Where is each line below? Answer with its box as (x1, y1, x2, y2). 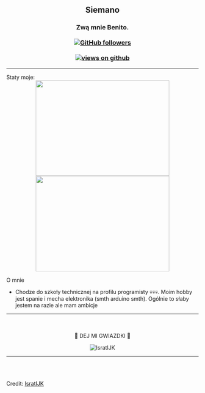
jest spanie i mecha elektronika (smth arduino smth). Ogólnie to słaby (15, 295, 189, 302)
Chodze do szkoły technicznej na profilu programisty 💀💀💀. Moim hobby (15, 288, 193, 295)
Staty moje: (6, 73, 35, 81)
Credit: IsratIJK (6, 380, 44, 387)
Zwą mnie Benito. (76, 23, 129, 32)
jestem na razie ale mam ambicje (15, 301, 98, 309)
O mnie (6, 276, 24, 284)
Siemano (85, 5, 120, 15)
